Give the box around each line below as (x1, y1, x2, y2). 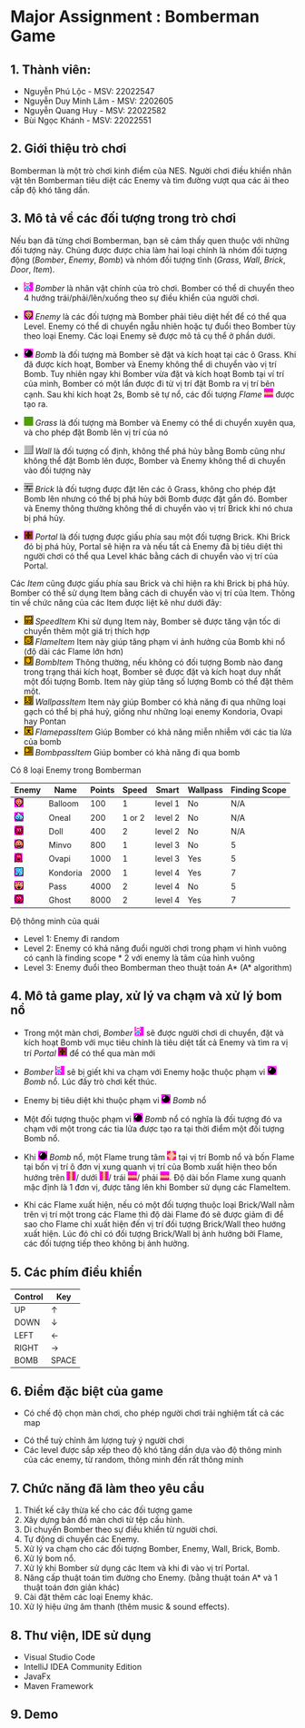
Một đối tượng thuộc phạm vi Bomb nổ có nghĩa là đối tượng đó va (23, 1114, 282, 1125)
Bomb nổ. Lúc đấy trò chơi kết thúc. (23, 1076, 158, 1087)
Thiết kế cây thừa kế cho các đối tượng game (23, 1505, 193, 1516)
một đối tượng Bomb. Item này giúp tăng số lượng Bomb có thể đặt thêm (23, 676, 294, 686)
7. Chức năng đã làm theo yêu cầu (10, 1480, 205, 1496)
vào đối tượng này (23, 465, 92, 476)
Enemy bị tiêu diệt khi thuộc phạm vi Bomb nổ (23, 1095, 207, 1106)
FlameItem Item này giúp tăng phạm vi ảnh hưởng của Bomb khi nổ (34, 636, 286, 647)
